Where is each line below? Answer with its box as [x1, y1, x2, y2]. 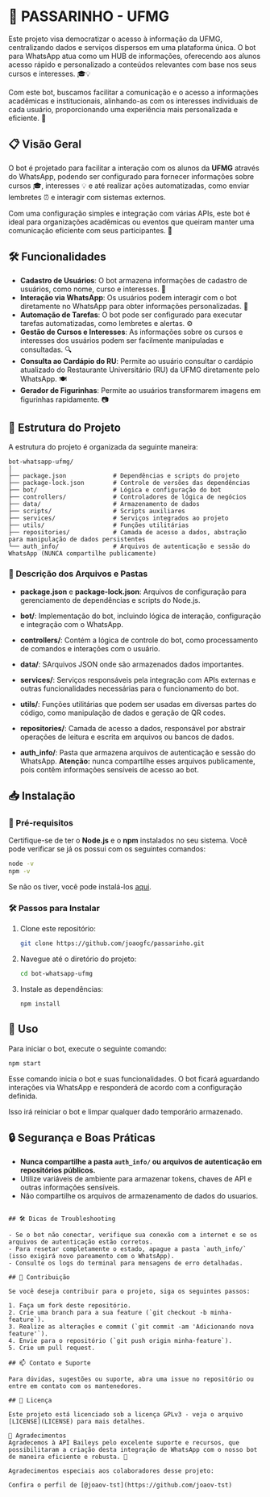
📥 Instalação [8, 789, 76, 803]
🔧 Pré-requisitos [8, 817, 74, 828]
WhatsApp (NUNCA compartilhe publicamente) [8, 550, 157, 558]
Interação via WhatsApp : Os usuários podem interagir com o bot [19, 292, 238, 302]
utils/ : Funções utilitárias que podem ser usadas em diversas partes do [19, 699, 257, 709]
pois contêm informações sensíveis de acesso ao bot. [19, 764, 199, 774]
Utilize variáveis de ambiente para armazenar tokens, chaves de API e [19, 1173, 252, 1183]
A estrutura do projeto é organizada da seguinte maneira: [8, 442, 199, 452]
